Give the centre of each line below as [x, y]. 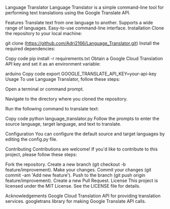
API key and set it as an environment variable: [53, 64]
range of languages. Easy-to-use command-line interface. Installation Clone [84, 28]
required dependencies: [30, 49]
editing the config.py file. [31, 139]
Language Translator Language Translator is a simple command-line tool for [84, 7]
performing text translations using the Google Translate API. [68, 13]
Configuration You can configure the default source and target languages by [85, 134]
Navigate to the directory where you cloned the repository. [66, 99]
